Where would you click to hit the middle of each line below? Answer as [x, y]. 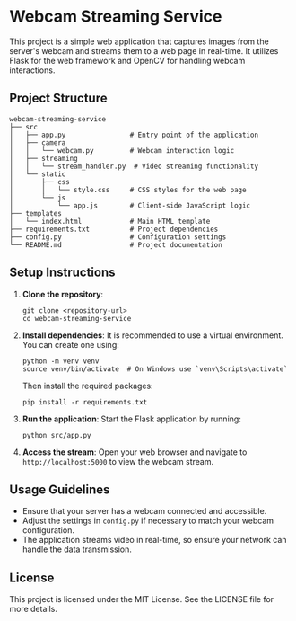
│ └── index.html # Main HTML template [110, 221]
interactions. [32, 70]
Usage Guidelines [60, 489]
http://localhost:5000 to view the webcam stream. [118, 461]
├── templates [36, 213]
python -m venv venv [61, 361]
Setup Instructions [62, 273]
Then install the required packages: [88, 386]
